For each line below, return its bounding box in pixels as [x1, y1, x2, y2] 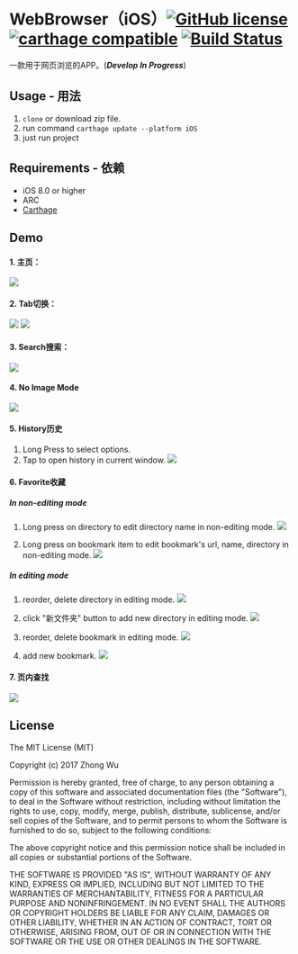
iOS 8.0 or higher [22, 184, 86, 195]
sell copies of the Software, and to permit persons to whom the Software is [9, 814, 288, 825]
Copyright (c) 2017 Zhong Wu [9, 759, 120, 770]
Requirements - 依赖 [9, 160, 125, 176]
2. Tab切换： [9, 298, 57, 309]
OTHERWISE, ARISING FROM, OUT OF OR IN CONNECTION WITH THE [9, 926, 272, 937]
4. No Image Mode [9, 382, 79, 393]
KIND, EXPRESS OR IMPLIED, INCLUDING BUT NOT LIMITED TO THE [9, 878, 265, 889]
